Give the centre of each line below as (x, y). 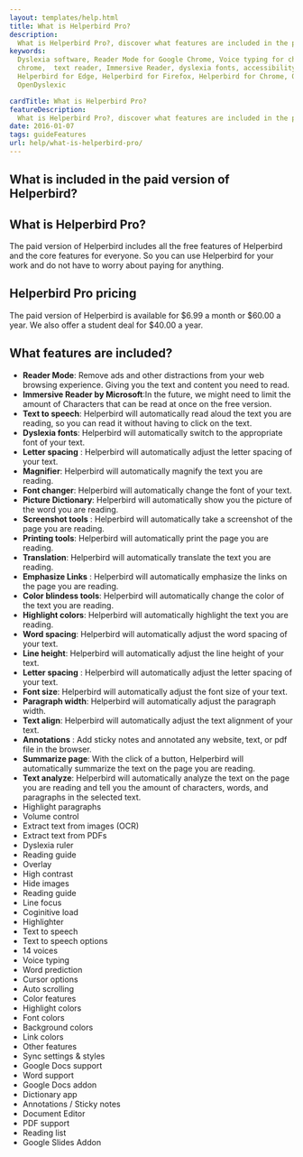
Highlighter (43, 921)
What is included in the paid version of (119, 180)
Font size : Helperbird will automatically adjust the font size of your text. (155, 691)
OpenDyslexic (42, 85)
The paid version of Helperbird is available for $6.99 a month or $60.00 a (145, 315)
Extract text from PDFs (64, 835)
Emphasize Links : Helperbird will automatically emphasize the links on (155, 576)
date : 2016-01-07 (42, 126)
